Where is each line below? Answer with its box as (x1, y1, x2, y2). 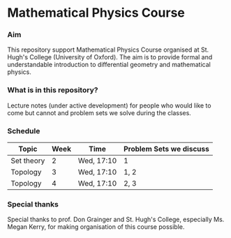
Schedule (7, 126, 40, 135)
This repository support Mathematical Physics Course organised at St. (7, 45, 209, 54)
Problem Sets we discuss (123, 144, 209, 154)
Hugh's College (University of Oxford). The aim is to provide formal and (7, 53, 213, 61)
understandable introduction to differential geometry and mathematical (7, 61, 211, 69)
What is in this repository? (7, 85, 98, 95)
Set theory (10, 156, 45, 165)
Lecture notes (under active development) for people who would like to (7, 101, 211, 110)
